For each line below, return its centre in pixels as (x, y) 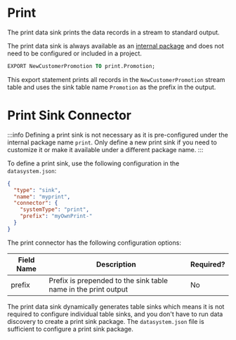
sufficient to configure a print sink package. (70, 329)
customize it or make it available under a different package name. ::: (105, 149)
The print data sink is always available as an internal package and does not (116, 46)
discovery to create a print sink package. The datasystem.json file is (106, 321)
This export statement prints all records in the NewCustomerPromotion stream (116, 79)
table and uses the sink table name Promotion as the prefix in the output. (112, 87)
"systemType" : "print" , (55, 210)
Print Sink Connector (70, 115)
